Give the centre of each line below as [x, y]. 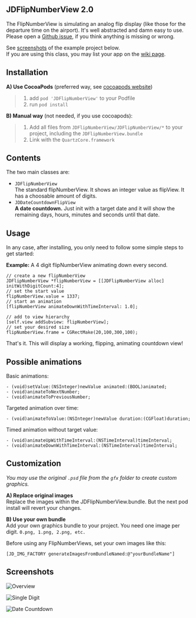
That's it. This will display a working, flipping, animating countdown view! [95, 343]
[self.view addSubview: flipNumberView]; [58, 322]
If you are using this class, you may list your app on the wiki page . [86, 54]
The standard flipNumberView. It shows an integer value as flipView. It [99, 190]
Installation [27, 73]
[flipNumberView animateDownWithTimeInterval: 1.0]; [72, 307]
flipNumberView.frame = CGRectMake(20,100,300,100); [72, 333]
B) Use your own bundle [36, 519]
